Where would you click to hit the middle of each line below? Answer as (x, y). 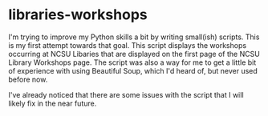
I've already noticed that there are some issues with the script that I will (126, 94)
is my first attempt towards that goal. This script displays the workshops (128, 45)
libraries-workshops (78, 15)
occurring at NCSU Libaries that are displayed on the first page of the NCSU (134, 54)
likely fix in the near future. (53, 103)
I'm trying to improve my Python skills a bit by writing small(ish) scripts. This (134, 37)
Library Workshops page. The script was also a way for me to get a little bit (132, 62)
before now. (28, 79)
